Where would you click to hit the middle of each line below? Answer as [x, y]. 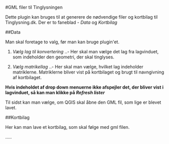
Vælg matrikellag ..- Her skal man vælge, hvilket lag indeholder [78, 67]
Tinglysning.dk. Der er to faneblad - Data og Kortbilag [61, 22]
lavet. [11, 107]
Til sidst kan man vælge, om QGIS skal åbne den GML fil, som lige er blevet [83, 102]
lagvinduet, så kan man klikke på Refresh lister [55, 92]
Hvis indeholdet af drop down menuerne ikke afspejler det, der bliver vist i [84, 87]
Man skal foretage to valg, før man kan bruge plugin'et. [62, 42]
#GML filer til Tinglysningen [34, 7]
